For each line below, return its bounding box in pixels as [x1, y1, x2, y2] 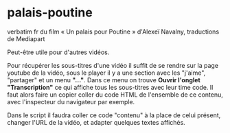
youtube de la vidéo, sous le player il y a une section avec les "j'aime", [7, 69, 206, 77]
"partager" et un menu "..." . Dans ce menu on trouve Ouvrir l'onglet [7, 75, 200, 84]
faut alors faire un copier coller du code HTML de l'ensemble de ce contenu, [7, 90, 223, 99]
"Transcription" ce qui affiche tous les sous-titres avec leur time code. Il [7, 83, 214, 91]
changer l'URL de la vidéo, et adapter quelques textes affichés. [7, 118, 185, 126]
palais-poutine [7, 5, 93, 21]
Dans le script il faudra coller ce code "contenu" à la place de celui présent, [7, 111, 221, 119]
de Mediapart [7, 34, 45, 43]
